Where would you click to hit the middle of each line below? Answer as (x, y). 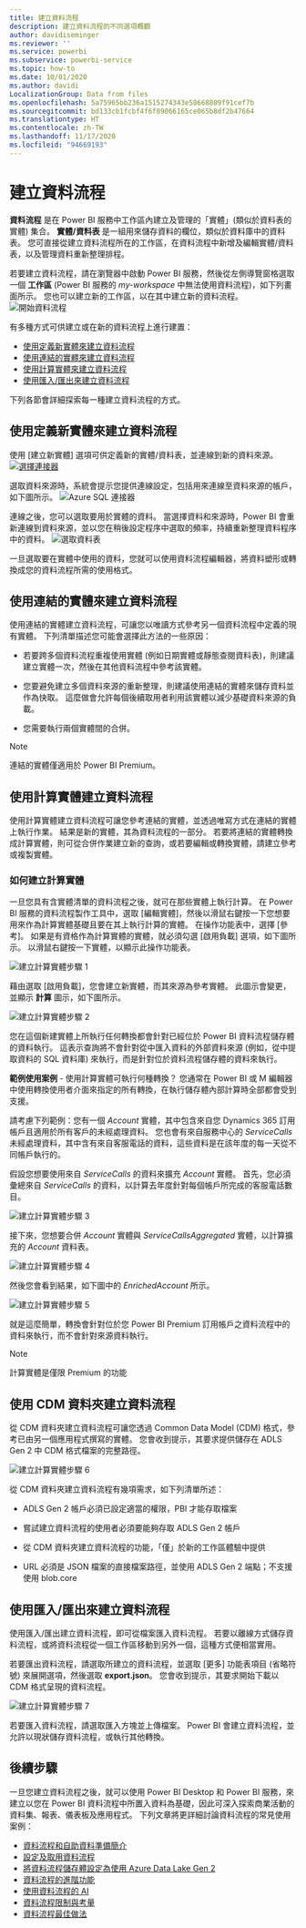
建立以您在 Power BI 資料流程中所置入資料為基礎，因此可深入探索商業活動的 (152, 1803)
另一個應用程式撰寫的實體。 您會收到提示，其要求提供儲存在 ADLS (158, 1439)
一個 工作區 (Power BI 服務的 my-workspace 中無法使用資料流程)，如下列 (147, 284)
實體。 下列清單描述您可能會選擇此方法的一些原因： (114, 636)
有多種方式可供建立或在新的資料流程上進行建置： (101, 326)
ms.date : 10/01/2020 (49, 77)
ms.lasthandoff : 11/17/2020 (63, 137)
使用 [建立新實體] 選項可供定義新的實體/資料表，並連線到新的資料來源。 (144, 454)
